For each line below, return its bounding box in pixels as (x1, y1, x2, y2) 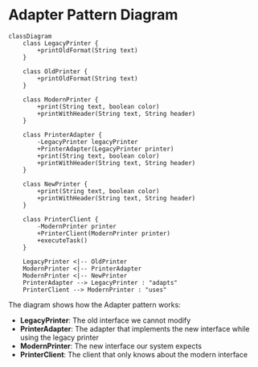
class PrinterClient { (23, 215, 99, 223)
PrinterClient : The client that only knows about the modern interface (19, 349, 248, 359)
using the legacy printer (19, 332, 99, 342)
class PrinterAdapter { (23, 130, 103, 138)
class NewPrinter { (23, 179, 88, 188)
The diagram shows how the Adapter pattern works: (8, 299, 181, 309)
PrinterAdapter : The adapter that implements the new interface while (19, 324, 251, 333)
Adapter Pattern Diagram (8, 6, 178, 24)
